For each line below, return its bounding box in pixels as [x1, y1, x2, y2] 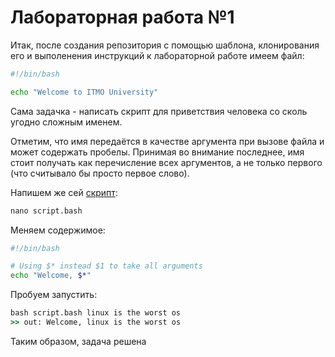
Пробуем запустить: [10, 289, 98, 301]
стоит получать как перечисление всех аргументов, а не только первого [10, 156, 323, 168]
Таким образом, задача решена [10, 335, 147, 347]
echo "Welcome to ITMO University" [10, 87, 159, 97]
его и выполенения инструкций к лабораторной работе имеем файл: [10, 49, 305, 61]
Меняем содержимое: [10, 224, 106, 236]
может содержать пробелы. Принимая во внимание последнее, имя [10, 146, 305, 158]
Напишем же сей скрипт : [10, 186, 118, 198]
